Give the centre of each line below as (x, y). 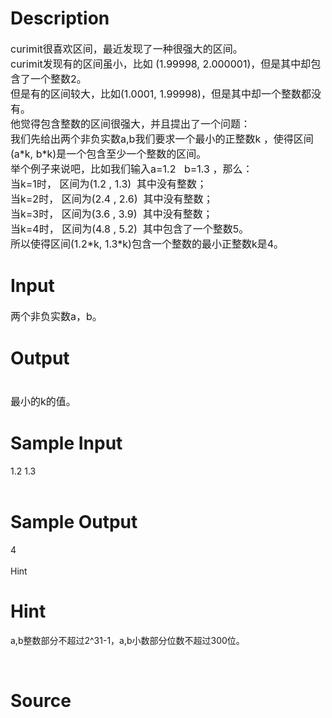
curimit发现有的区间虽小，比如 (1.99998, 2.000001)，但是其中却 (161, 64)
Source (41, 700)
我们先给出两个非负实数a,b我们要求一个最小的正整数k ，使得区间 (162, 139)
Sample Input (66, 443)
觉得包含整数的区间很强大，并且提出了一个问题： (136, 124)
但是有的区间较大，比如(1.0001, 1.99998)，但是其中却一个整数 (156, 94)
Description (60, 18)
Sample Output (74, 521)
